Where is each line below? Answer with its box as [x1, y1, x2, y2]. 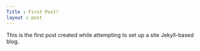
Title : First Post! [6, 8, 60, 15]
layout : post [6, 15, 43, 21]
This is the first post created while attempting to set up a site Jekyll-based [6, 31, 194, 38]
